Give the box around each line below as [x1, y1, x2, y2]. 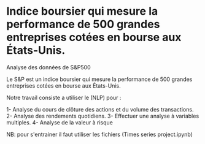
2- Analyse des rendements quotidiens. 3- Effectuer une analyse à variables [6, 112, 199, 119]
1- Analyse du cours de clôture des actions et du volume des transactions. [6, 105, 194, 113]
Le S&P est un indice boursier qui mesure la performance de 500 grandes [6, 75, 193, 83]
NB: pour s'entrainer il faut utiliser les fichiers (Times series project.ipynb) [6, 131, 193, 138]
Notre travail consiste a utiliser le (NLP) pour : [6, 94, 122, 101]
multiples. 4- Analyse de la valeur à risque [6, 118, 114, 126]
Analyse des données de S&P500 [6, 63, 91, 71]
